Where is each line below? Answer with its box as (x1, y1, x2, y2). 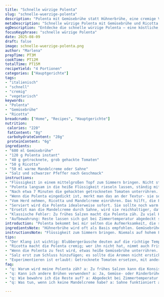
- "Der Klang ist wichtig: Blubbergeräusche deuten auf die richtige (5, 239, 150, 244)
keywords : (5, 98, 25, 103)
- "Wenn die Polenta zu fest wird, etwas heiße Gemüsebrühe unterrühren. (5, 248, 159, 253)
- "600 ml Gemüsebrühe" (5, 148, 54, 153)
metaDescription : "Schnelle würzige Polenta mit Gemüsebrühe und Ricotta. (5, 21, 161, 26)
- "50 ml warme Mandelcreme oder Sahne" (5, 166, 89, 171)
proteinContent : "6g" (7, 139, 51, 144)
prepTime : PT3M (5, 52, 36, 58)
